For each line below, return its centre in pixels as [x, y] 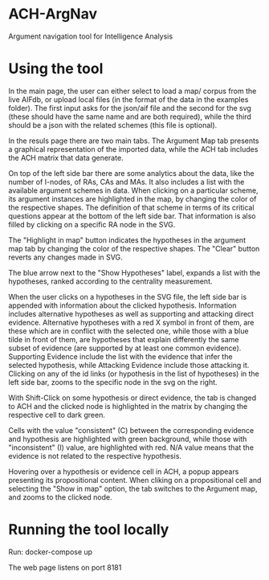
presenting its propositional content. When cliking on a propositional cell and [135, 480]
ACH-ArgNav [53, 14]
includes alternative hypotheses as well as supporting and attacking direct [131, 313]
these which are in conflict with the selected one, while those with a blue [128, 331]
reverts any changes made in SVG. [65, 257]
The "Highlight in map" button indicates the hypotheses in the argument [127, 240]
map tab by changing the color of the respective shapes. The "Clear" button [134, 248]
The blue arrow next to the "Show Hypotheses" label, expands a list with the [134, 272]
